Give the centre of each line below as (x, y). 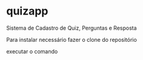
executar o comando (32, 51)
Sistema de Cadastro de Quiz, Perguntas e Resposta (72, 28)
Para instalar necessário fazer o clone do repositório (72, 39)
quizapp (27, 11)
